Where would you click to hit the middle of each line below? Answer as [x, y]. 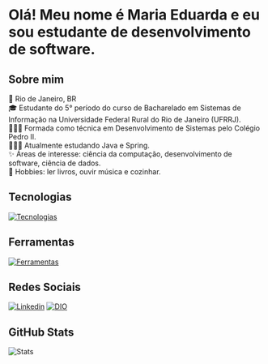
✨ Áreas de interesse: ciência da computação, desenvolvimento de [120, 154]
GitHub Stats [41, 332]
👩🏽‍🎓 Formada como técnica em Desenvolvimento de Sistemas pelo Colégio [134, 128]
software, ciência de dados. [55, 163]
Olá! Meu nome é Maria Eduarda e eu [134, 15]
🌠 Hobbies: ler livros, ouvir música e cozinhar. [85, 171]
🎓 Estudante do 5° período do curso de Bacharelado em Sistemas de [125, 108]
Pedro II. [22, 137]
